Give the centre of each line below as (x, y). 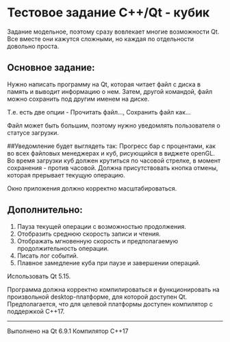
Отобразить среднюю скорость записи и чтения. (89, 234)
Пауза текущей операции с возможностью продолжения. (101, 226)
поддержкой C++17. (36, 311)
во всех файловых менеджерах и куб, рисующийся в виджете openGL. (111, 153)
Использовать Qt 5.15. (39, 276)
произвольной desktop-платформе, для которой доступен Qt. (97, 297)
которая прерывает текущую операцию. (66, 175)
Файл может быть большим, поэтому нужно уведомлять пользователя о (114, 125)
